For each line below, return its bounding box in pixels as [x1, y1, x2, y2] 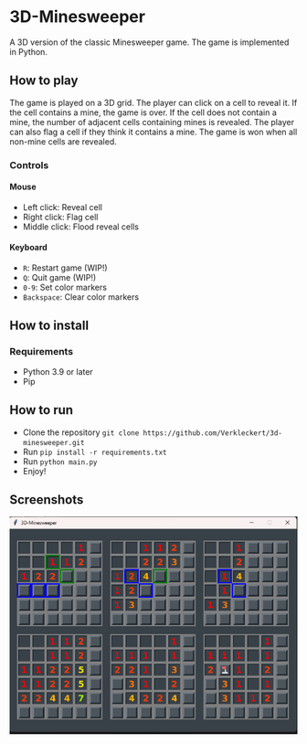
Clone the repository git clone [22, 427, 140, 438]
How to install [9, 318, 90, 334]
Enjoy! [22, 465, 47, 476]
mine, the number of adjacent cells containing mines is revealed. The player [9, 116, 295, 127]
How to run [9, 402, 74, 418]
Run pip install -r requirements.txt [22, 446, 167, 457]
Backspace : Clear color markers [22, 292, 140, 303]
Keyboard [9, 242, 48, 253]
